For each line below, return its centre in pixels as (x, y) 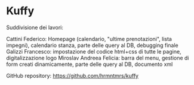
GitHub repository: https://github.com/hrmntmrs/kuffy (73, 75)
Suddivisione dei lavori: (35, 27)
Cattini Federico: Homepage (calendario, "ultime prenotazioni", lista (89, 39)
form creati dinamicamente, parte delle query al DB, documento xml (90, 64)
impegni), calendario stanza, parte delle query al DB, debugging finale (92, 45)
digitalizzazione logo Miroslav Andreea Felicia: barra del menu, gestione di (98, 58)
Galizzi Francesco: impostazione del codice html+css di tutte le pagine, (94, 51)
